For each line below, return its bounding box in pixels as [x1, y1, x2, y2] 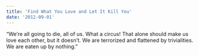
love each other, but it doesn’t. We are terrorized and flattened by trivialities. [6, 37, 194, 44]
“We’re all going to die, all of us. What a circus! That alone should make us [6, 30, 189, 37]
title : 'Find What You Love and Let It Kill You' [6, 8, 133, 15]
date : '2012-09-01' [6, 14, 55, 20]
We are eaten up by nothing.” [6, 42, 78, 50]
